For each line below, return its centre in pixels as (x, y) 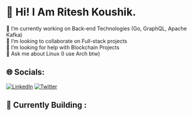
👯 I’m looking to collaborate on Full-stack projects (67, 41)
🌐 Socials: (26, 72)
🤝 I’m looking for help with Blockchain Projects (63, 47)
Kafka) (14, 34)
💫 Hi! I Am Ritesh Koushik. (71, 12)
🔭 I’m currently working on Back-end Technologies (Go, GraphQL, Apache (96, 28)
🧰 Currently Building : (47, 105)
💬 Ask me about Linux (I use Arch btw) (53, 53)
